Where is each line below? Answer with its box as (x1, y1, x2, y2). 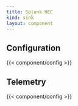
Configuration (6, 43, 61, 53)
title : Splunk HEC (6, 9, 53, 15)
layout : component (6, 20, 53, 26)
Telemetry (6, 77, 46, 87)
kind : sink (6, 15, 34, 21)
